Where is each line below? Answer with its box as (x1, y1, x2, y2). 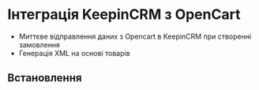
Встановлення (7, 71, 82, 84)
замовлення (18, 39, 61, 49)
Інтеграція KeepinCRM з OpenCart (7, 6, 241, 24)
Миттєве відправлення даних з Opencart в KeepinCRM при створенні (18, 32, 252, 41)
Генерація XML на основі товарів (18, 48, 131, 58)
